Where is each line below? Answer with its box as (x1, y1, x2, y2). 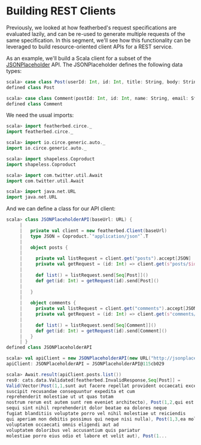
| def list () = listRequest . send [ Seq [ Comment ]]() (19, 322, 157, 328)
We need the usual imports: (6, 112, 74, 119)
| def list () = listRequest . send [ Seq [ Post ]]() (19, 272, 148, 278)
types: (6, 67, 22, 74)
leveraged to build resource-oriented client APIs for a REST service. (6, 43, 173, 50)
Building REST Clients (6, 4, 116, 18)
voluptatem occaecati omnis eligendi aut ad (6, 422, 119, 428)
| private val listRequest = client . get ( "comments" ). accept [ (19, 306, 186, 312)
